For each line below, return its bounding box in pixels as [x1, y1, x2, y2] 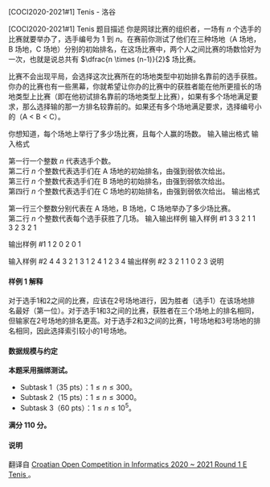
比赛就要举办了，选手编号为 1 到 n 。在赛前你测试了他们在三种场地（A [8, 35, 238, 44]
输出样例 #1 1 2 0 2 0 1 [8, 239, 82, 248]
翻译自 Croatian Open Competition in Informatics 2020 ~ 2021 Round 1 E [8, 460, 247, 469]
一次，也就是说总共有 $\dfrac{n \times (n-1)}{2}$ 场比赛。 [8, 55, 201, 64]
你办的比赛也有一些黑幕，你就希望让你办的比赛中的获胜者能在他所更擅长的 [8, 81, 255, 91]
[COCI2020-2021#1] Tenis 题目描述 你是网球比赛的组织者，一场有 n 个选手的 [8, 24, 262, 34]
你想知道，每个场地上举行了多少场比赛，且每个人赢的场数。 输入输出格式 [8, 129, 250, 139]
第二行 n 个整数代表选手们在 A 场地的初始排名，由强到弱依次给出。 [8, 166, 230, 176]
